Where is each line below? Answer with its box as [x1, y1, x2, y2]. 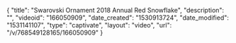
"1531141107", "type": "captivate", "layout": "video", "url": [6, 21, 172, 29]
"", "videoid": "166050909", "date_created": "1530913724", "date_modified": [6, 13, 230, 22]
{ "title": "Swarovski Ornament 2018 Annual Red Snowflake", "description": [6, 6, 225, 14]
